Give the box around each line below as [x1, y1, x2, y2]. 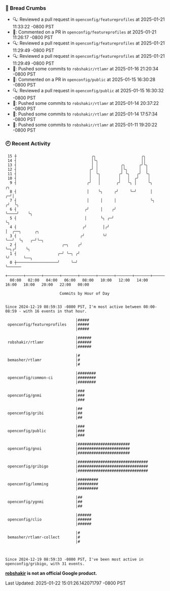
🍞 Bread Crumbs [5, 5, 47, 12]
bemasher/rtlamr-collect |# [7, 534, 80, 540]
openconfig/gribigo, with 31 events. [5, 561, 85, 566]
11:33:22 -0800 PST [12, 24, 54, 30]
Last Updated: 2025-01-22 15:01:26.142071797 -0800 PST [5, 580, 126, 586]
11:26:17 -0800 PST [12, 34, 53, 41]
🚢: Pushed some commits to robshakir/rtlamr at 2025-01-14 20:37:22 [12, 100, 159, 106]
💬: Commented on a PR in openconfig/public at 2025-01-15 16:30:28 [12, 76, 156, 83]
